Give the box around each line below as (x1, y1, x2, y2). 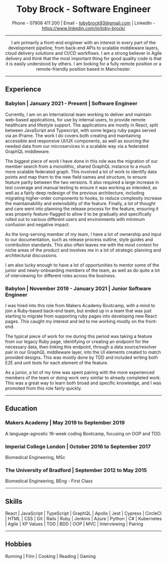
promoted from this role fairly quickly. (5, 385, 82, 391)
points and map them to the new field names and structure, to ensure (5, 174, 147, 180)
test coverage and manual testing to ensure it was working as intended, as (5, 184, 158, 190)
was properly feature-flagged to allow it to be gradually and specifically (5, 211, 152, 217)
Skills (5, 497, 22, 506)
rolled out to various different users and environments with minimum (5, 216, 145, 222)
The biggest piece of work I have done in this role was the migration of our (5, 158, 158, 164)
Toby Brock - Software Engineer (16, 3, 151, 15)
